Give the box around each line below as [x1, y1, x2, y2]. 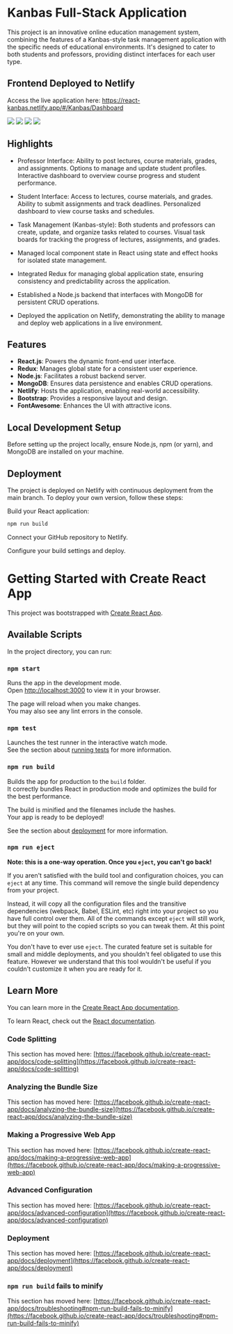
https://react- [102, 96, 140, 104]
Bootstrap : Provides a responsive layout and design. [17, 394, 168, 403]
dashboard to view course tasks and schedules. [17, 207, 155, 215]
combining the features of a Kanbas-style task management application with [7, 35, 227, 43]
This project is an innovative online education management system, [7, 28, 200, 36]
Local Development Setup [7, 421, 122, 433]
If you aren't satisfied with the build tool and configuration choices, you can [7, 871, 224, 879]
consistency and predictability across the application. [17, 277, 170, 285]
